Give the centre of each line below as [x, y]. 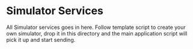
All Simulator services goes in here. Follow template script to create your [96, 27]
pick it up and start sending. [41, 40]
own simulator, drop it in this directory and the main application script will [97, 33]
